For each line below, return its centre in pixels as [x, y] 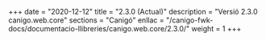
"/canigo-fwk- [189, 20]
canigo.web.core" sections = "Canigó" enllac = [86, 20]
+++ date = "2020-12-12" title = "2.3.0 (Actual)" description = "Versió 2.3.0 [133, 12]
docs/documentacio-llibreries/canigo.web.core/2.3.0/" [99, 29]
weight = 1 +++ [216, 29]
